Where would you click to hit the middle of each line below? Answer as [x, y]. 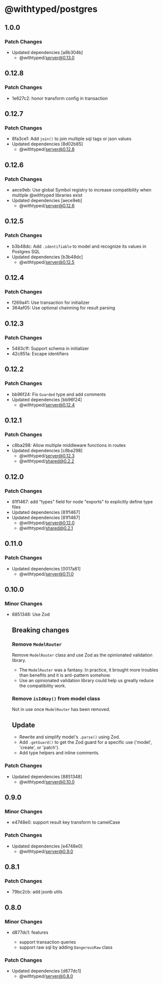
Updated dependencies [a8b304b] [47, 52]
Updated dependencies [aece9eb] [47, 200]
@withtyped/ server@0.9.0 [46, 851]
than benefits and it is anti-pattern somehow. [65, 675]
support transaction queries [48, 942]
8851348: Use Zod [31, 615]
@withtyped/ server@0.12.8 [47, 149]
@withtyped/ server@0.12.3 [47, 456]
